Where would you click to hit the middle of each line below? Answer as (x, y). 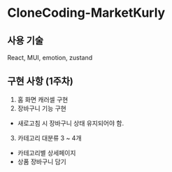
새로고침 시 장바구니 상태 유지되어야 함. (71, 123)
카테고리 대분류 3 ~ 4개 (49, 138)
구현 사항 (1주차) (40, 81)
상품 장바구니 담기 (42, 162)
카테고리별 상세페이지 (46, 152)
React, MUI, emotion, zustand (50, 58)
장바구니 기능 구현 (42, 108)
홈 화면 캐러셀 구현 (43, 99)
